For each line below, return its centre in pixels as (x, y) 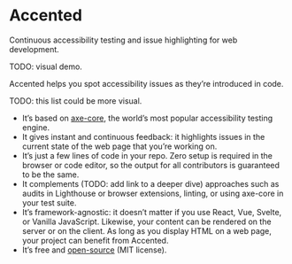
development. (34, 49)
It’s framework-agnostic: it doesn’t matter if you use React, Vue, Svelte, (152, 212)
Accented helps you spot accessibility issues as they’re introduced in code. (146, 83)
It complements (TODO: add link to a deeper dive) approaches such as (150, 183)
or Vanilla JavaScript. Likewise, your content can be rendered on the (146, 221)
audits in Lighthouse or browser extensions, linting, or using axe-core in (153, 193)
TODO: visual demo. (46, 66)
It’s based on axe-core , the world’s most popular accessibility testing (147, 118)
